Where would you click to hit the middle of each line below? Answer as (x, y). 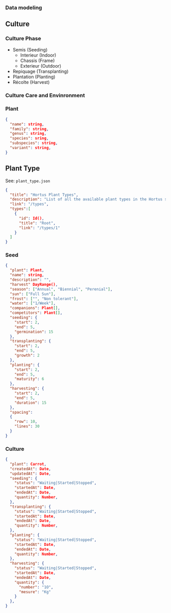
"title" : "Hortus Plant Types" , (44, 195)
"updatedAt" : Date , (31, 474)
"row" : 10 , (26, 422)
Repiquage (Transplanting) (40, 71)
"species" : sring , (30, 138)
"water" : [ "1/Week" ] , (33, 303)
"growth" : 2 (27, 356)
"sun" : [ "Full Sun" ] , (33, 294)
